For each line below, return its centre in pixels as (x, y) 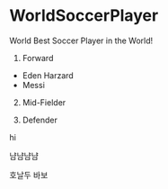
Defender (40, 120)
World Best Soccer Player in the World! (81, 40)
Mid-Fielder (44, 102)
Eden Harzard (48, 75)
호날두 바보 (29, 175)
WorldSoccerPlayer (84, 16)
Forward (38, 58)
